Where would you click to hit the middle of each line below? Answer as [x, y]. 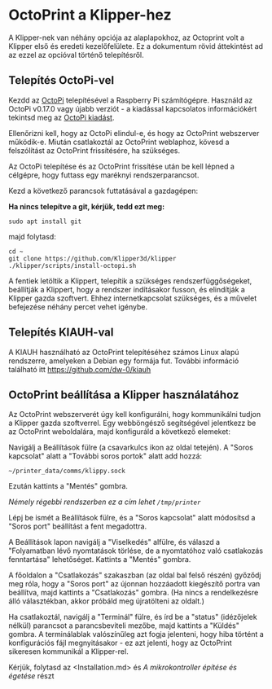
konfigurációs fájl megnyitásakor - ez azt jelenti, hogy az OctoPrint [120, 643]
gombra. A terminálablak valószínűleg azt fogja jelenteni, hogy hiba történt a [136, 634]
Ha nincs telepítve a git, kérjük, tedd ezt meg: [87, 206]
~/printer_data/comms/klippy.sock [67, 471]
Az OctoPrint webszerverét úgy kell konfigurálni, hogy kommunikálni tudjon [135, 415]
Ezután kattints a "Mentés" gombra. [68, 486]
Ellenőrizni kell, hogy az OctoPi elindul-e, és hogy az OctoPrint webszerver [134, 133]
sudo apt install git [45, 222]
